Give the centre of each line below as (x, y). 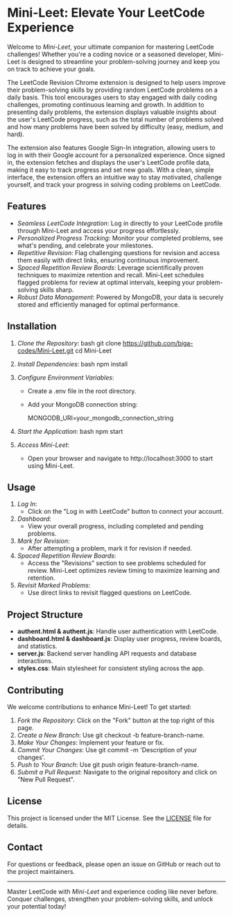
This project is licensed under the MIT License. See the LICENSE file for (110, 818)
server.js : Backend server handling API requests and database (107, 654)
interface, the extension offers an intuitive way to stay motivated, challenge (114, 177)
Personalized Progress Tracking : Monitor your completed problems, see (120, 238)
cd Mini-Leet (94, 350)
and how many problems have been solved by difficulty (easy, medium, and (115, 127)
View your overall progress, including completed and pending (115, 526)
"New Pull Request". (46, 779)
